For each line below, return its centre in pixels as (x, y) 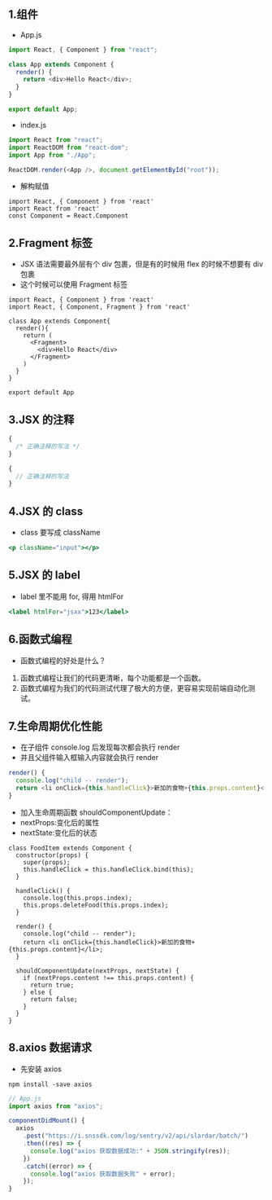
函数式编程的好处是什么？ (63, 660)
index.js (33, 125)
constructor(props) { (52, 855)
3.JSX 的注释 (41, 419)
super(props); (47, 862)
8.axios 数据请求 (50, 1048)
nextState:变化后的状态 (58, 833)
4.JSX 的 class (46, 511)
